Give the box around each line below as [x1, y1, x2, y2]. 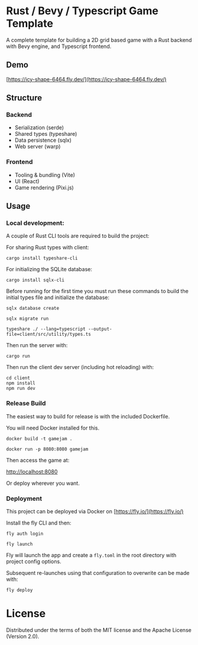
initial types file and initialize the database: [6, 294, 110, 301]
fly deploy [6, 587, 33, 593]
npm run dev [6, 386, 35, 392]
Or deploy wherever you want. [6, 479, 80, 487]
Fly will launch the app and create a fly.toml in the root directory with [6, 552, 177, 559]
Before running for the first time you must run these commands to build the [6, 288, 189, 295]
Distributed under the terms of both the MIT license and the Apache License [6, 626, 192, 633]
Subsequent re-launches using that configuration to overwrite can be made [6, 570, 190, 577]
